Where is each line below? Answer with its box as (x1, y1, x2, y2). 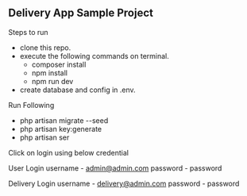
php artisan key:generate (19, 124, 102, 133)
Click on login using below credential (8, 148, 129, 157)
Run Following (8, 100, 55, 110)
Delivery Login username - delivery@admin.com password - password (8, 179, 240, 188)
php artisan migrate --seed (19, 115, 109, 125)
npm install (31, 67, 68, 78)
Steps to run (8, 27, 49, 37)
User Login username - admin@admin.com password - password (8, 163, 222, 173)
